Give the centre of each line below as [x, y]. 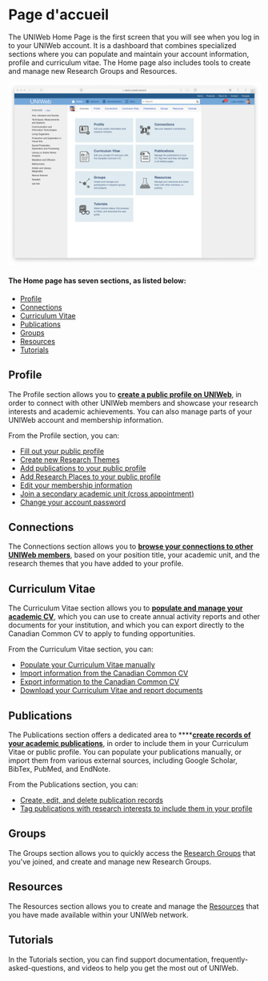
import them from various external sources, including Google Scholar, [123, 760]
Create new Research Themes [70, 460]
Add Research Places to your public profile [90, 476]
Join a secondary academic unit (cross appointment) [107, 493]
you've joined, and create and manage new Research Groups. [110, 861]
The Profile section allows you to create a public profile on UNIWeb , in [125, 394]
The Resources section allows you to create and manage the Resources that [134, 906]
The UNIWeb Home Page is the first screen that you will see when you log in [134, 37]
